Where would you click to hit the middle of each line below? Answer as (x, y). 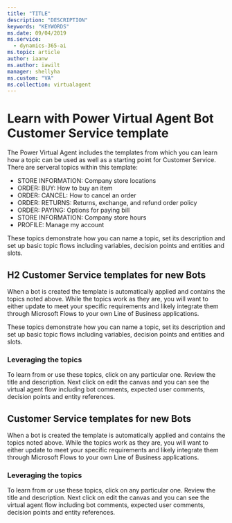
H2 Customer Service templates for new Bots (107, 275)
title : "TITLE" (29, 14)
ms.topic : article (34, 53)
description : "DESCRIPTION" (48, 20)
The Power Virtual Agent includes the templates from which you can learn (113, 152)
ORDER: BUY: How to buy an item (65, 188)
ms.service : (24, 39)
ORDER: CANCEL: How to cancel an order (77, 195)
